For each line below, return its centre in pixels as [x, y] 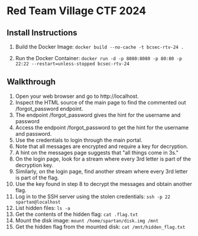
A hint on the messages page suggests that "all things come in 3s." [97, 152]
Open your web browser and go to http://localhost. [77, 96]
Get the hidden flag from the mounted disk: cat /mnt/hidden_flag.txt [100, 227]
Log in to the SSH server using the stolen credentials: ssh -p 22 [93, 196]
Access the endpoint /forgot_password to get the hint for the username [102, 127]
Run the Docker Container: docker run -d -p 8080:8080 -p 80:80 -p [99, 58]
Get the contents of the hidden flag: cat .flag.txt [77, 214]
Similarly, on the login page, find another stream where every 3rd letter [101, 171]
